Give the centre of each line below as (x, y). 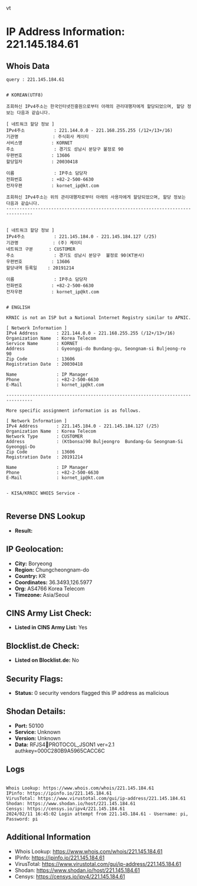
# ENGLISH (18, 307)
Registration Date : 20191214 (45, 457)
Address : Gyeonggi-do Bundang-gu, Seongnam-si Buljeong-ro (96, 349)
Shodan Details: (36, 712)
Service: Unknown (37, 732)
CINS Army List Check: (49, 613)
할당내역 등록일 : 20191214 (40, 268)
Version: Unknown (37, 738)
